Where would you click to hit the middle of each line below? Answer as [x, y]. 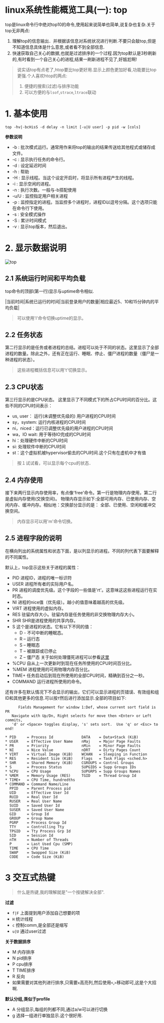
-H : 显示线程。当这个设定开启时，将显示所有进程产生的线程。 [74, 177]
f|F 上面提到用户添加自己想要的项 [46, 913]
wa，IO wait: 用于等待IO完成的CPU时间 [51, 435]
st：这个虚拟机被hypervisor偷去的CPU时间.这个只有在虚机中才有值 [79, 453]
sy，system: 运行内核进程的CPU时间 [49, 422]
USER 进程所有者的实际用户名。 [44, 584]
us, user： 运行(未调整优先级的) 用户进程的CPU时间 [64, 416]
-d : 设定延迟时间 [29, 165]
